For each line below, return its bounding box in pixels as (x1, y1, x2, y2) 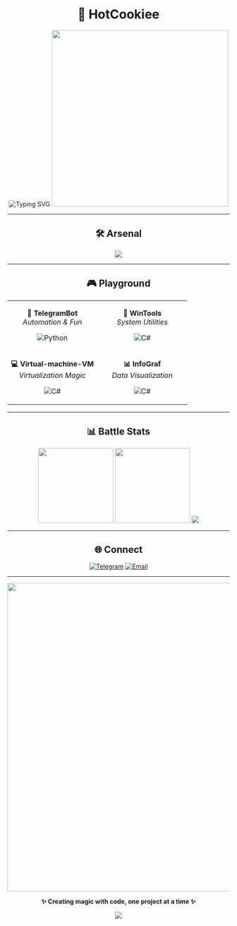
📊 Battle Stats (87, 425, 150, 437)
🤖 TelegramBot (27, 308, 78, 318)
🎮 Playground (86, 278, 151, 290)
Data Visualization (111, 370, 173, 380)
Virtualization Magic (18, 370, 86, 380)
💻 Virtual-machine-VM (11, 359, 94, 369)
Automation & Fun (22, 317, 83, 327)
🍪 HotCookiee (77, 6, 160, 23)
